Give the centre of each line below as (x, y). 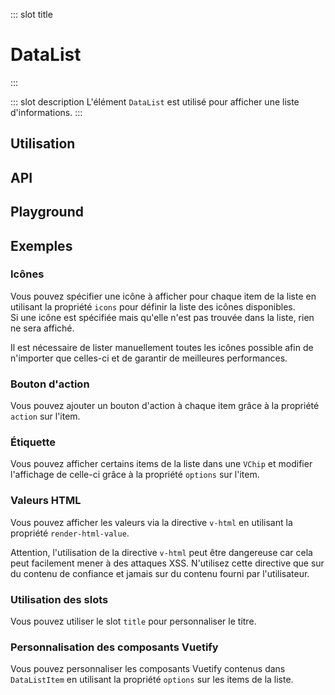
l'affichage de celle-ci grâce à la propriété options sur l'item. (135, 475)
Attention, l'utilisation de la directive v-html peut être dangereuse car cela (161, 552)
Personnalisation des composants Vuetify (114, 647)
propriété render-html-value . (70, 533)
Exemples (41, 245)
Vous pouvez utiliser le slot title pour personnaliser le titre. (133, 621)
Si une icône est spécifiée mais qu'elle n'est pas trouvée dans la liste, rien (162, 317)
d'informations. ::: (46, 112)
